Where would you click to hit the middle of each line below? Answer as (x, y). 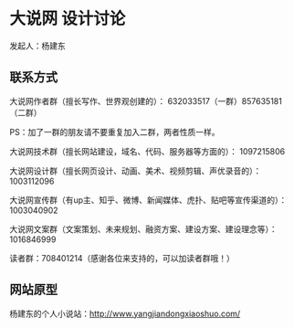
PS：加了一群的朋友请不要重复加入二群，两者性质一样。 (115, 132)
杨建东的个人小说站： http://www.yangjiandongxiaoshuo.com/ (125, 313)
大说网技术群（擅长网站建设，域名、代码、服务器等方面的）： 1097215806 (147, 151)
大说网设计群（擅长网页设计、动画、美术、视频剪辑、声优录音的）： (136, 171)
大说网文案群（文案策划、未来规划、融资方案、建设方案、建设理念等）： (143, 228)
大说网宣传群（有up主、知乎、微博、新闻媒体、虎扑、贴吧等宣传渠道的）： (148, 200)
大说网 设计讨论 (68, 19)
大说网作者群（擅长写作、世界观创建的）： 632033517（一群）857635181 (146, 101)
